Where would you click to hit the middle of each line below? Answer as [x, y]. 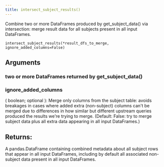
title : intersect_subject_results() [43, 10]
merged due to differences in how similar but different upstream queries [78, 111]
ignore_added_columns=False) [35, 47]
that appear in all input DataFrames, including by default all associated [77, 154]
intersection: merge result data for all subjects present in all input [71, 29]
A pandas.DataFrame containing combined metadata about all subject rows [82, 149]
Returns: [19, 137]
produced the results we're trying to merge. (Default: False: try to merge [79, 116]
